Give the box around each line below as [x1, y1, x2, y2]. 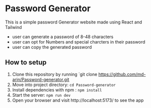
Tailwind [5, 24, 22, 30]
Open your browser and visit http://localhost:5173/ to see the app [12, 97, 144, 103]
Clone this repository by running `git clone [12, 71, 98, 77]
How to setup [5, 58, 47, 66]
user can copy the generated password [12, 44, 92, 50]
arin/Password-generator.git [12, 76, 70, 82]
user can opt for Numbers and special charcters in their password [12, 39, 146, 44]
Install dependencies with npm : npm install [12, 86, 102, 93]
